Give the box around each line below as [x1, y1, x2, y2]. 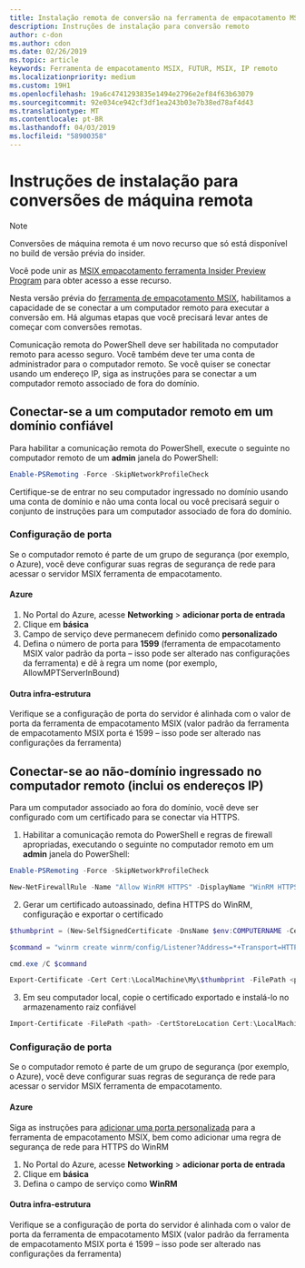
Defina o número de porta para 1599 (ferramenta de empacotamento [22, 639, 281, 649]
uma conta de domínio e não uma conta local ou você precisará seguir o [9, 496, 280, 507]
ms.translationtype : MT [9, 106, 100, 116]
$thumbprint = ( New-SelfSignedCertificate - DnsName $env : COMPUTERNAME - [9, 926, 290, 935]
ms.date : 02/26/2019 [9, 47, 88, 56]
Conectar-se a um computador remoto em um [9, 404, 274, 419]
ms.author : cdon [9, 38, 71, 48]
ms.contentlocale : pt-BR [9, 115, 103, 124]
